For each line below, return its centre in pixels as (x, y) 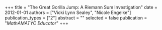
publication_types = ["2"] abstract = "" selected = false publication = (76, 18)
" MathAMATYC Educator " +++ (37, 23)
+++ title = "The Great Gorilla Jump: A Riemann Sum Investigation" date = (81, 7)
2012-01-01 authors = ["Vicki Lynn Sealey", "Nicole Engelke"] (68, 12)
